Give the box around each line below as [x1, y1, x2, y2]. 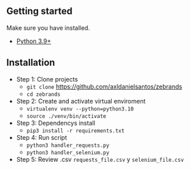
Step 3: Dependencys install [16, 119, 96, 127]
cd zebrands [26, 90, 61, 98]
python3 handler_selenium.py [26, 149, 110, 156]
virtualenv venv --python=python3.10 [26, 106, 134, 112]
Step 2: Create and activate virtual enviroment [16, 97, 146, 105]
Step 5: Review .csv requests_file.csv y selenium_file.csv [16, 155, 184, 163]
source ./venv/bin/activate [26, 112, 106, 119]
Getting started [6, 5, 73, 17]
